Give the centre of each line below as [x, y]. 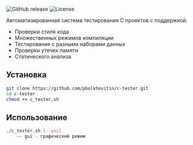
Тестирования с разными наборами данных [70, 44]
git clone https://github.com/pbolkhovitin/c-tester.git [77, 88]
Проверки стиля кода [42, 32]
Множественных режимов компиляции [64, 38]
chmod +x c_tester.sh [33, 99]
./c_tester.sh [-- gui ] [34, 131]
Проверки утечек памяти [46, 50]
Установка [26, 75]
